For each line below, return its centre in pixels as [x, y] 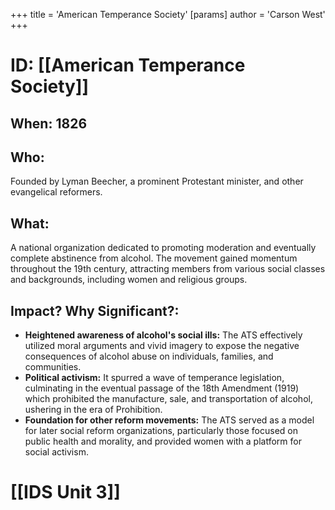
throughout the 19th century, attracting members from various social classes [168, 269]
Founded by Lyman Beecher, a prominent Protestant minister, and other [157, 181]
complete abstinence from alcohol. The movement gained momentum [154, 258]
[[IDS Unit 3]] [65, 492]
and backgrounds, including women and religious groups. [129, 280]
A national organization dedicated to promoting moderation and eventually [163, 248]
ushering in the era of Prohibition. [93, 410]
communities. [53, 367]
